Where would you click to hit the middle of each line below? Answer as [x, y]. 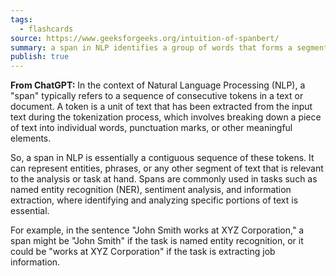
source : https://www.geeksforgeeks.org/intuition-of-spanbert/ [145, 38]
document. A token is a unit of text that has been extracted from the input [161, 107]
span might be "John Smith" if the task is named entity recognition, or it [157, 241]
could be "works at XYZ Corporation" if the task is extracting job [143, 252]
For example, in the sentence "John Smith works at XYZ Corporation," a [157, 230]
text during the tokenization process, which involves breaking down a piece [166, 117]
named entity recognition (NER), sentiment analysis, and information [151, 190]
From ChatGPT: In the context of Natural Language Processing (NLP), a [158, 85]
